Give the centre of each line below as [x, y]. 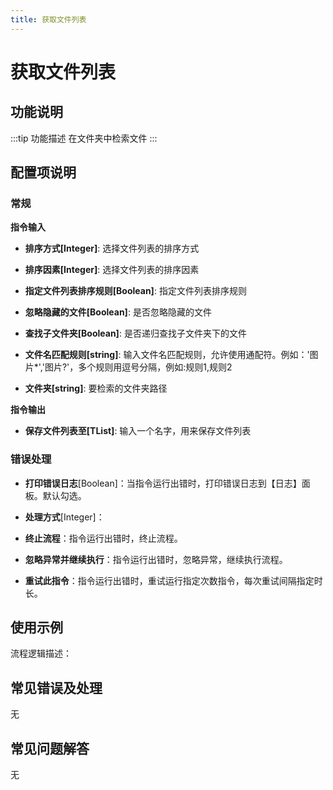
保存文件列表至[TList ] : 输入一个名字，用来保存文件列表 [138, 431]
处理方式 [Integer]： [64, 517]
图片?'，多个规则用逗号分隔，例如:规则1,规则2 [138, 367]
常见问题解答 [50, 748]
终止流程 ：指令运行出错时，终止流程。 [103, 538]
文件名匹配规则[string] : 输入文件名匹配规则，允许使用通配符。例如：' [167, 355]
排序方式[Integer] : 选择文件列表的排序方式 [112, 248]
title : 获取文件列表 [48, 19]
